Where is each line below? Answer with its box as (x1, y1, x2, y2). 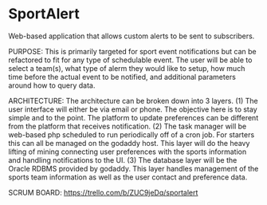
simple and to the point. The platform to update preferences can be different (8, 112, 259, 122)
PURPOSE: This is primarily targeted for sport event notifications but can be (8, 46, 257, 56)
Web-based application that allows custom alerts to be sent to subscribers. (8, 31, 255, 41)
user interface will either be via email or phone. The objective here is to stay (8, 104, 257, 114)
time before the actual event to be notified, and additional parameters (8, 72, 237, 81)
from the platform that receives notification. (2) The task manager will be (8, 121, 247, 131)
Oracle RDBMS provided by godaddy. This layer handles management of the (8, 164, 259, 173)
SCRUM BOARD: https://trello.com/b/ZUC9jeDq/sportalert (8, 187, 198, 197)
